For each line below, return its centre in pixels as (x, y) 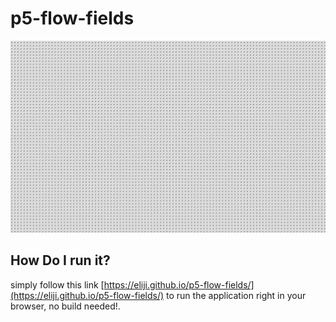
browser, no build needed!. (65, 306)
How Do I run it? (60, 260)
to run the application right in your (236, 295)
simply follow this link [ (57, 284)
